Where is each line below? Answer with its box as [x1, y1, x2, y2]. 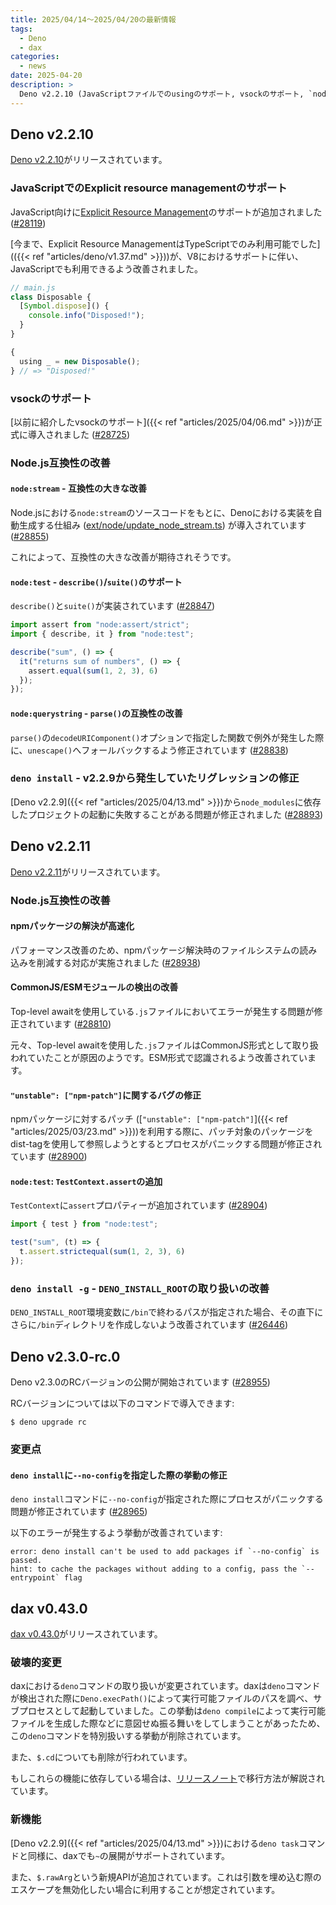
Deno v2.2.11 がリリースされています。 [10, 866, 166, 878]
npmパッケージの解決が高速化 [10, 920, 135, 932]
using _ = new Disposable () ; [19, 356, 141, 366]
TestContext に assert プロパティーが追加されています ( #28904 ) [10, 1199, 268, 1211]
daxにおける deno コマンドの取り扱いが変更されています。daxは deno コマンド [10, 1680, 321, 1692]
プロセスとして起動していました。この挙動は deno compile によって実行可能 [18, 1705, 326, 1717]
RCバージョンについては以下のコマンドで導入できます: [10, 1397, 235, 1410]
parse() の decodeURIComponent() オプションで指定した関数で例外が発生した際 [10, 731, 325, 743]
